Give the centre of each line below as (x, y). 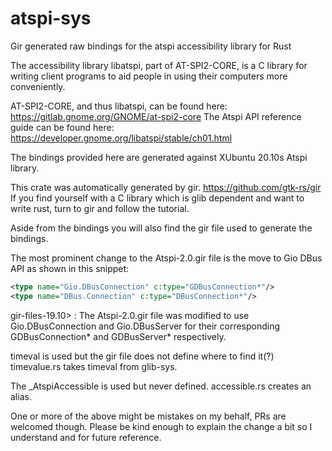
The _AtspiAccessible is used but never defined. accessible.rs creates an (161, 386)
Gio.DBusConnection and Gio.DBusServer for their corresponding (145, 326)
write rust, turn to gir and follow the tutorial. (100, 208)
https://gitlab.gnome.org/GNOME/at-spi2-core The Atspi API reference (156, 116)
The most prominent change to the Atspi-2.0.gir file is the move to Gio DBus (166, 258)
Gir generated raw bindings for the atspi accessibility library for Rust (151, 46)
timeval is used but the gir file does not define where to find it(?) (142, 356)
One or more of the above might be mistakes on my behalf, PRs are (148, 416)
